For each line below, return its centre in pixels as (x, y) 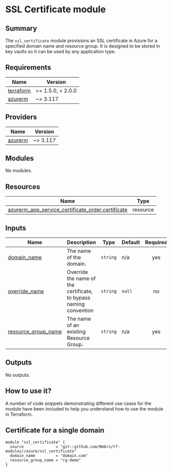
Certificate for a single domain (55, 430)
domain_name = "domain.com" (49, 456)
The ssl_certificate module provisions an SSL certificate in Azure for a (81, 40)
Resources (23, 187)
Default (131, 243)
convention (80, 311)
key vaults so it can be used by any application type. (61, 51)
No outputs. (18, 375)
